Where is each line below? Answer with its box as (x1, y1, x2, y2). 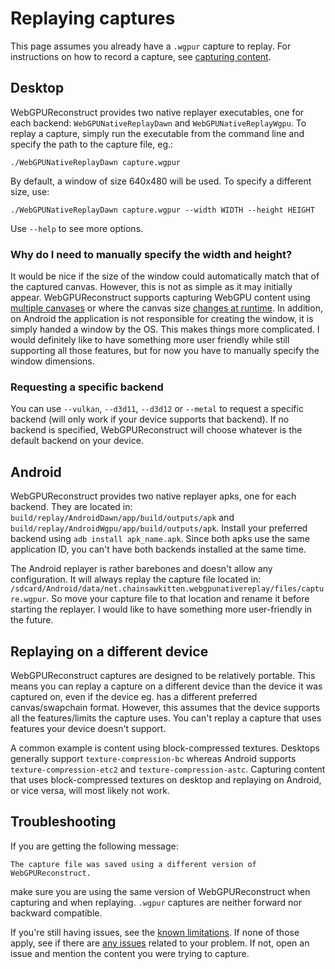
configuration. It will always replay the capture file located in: (10, 573, 262, 586)
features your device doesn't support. (10, 722, 167, 734)
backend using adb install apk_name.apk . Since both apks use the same (10, 533, 310, 545)
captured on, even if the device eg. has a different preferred (10, 690, 258, 702)
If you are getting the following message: (10, 840, 179, 852)
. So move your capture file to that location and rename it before (46, 593, 310, 605)
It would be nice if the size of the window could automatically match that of (10, 270, 320, 282)
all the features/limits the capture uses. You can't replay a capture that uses (10, 712, 322, 724)
